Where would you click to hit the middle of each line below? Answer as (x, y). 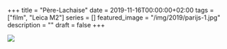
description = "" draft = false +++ (56, 25)
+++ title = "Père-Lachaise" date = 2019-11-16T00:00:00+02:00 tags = (111, 10)
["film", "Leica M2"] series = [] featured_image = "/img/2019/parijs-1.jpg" (114, 17)
